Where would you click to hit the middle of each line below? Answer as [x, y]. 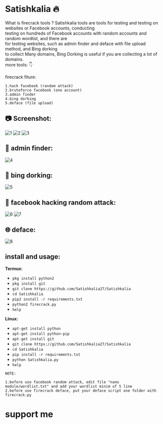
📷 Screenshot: [28, 119]
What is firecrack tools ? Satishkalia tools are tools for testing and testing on [81, 22]
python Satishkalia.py [35, 360]
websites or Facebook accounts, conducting [50, 28]
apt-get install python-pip [41, 334]
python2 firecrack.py [34, 304]
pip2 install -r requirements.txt [47, 299]
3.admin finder [21, 94]
